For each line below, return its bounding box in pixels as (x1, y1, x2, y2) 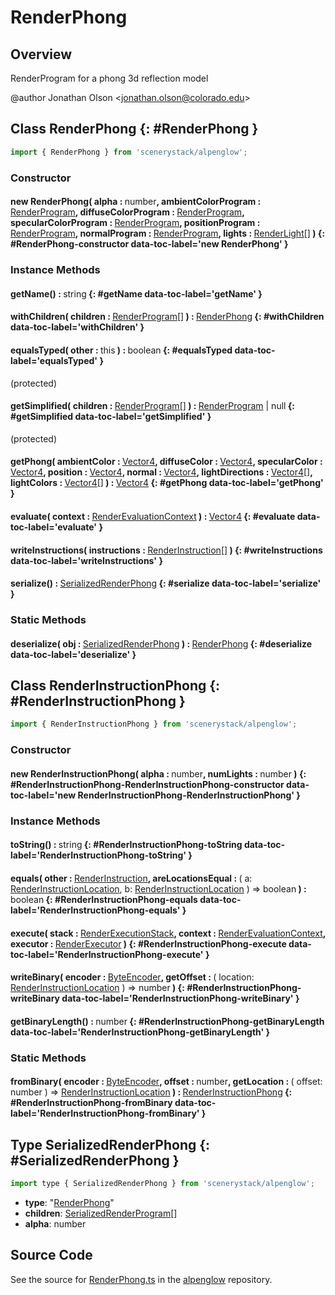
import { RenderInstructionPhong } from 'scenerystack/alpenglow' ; (10, 719, 298, 730)
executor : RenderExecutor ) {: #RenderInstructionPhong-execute (10, 937, 287, 950)
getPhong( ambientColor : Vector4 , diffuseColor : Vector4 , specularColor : (10, 456, 323, 468)
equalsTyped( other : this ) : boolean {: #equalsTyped (10, 344, 233, 356)
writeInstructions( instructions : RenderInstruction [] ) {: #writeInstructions (10, 544, 323, 556)
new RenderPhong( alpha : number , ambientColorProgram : (10, 196, 262, 208)
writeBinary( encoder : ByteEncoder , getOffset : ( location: (10, 971, 255, 983)
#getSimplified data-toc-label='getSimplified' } (10, 411, 212, 423)
